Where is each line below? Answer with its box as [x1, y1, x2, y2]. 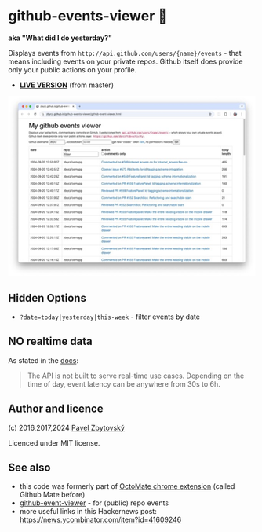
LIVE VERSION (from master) [19, 80, 114, 90]
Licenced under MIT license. [8, 438, 100, 447]
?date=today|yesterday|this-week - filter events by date [19, 312, 200, 321]
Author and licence [8, 402, 104, 416]
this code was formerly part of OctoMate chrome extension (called [19, 482, 235, 491]
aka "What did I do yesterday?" [8, 33, 112, 42]
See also [8, 460, 51, 474]
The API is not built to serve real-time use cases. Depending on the [27, 371, 245, 380]
